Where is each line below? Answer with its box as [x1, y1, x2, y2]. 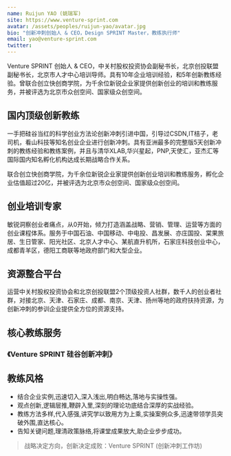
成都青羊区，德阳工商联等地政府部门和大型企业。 [7, 246, 146, 254]
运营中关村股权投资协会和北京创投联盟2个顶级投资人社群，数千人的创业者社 [7, 287, 222, 296]
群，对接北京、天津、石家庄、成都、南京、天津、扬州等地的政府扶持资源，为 [7, 296, 224, 304]
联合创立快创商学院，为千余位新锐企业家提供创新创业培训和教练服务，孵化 [7, 169, 218, 178]
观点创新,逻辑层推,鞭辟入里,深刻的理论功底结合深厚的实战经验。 [16, 401, 197, 409]
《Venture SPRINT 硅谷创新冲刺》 [7, 349, 117, 359]
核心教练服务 [7, 327, 62, 338]
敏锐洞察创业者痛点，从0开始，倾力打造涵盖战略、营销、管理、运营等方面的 [7, 220, 222, 228]
